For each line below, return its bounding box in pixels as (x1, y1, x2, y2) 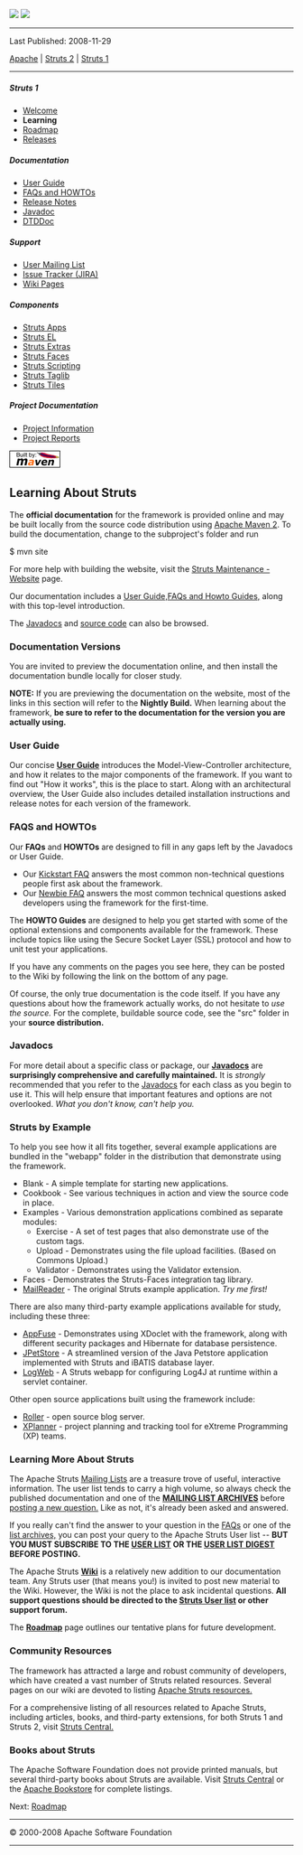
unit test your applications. (9, 943, 108, 954)
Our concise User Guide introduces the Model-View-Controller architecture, (9, 760, 292, 771)
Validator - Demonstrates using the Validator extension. (35, 1265, 242, 1276)
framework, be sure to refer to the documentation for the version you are (9, 707, 286, 717)
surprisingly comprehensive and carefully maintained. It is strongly (9, 1069, 266, 1080)
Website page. (9, 573, 63, 584)
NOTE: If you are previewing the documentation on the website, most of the (9, 688, 290, 698)
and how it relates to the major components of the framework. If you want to (9, 769, 293, 781)
